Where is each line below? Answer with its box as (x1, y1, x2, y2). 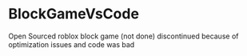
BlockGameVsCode (8, 5, 140, 23)
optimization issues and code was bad (8, 39, 135, 49)
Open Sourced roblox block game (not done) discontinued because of (8, 31, 239, 41)
